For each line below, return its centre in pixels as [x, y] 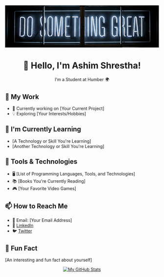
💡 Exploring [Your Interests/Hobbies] [49, 114]
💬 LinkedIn [23, 226]
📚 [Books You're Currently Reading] [49, 181]
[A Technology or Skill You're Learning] [51, 141]
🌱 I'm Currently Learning [43, 129]
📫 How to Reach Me [36, 206]
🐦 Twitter [22, 231]
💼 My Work [22, 96]
